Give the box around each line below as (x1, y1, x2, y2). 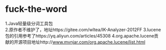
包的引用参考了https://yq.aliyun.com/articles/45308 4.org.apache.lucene (5, 33, 155, 39)
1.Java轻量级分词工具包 (5, 20, 53, 26)
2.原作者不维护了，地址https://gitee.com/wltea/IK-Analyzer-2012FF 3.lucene (5, 26, 162, 33)
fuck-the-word (5, 3, 68, 15)
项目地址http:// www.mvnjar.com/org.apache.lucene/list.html (22, 39, 146, 45)
